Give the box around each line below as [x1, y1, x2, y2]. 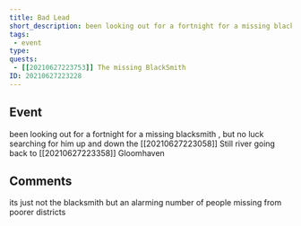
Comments [9, 173, 73, 188]
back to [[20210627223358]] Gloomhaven [9, 147, 166, 158]
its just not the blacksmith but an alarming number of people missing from [9, 197, 282, 208]
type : [9, 47, 30, 56]
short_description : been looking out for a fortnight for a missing [9, 22, 271, 30]
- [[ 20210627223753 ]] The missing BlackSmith [13, 64, 186, 73]
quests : [9, 55, 39, 64]
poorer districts [9, 207, 66, 218]
